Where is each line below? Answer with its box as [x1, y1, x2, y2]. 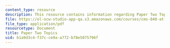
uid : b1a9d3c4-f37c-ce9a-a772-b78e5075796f [5, 35, 99, 40]
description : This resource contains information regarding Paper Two [5, 12, 157, 17]
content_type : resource [5, 7, 56, 12]
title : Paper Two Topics [5, 30, 58, 35]
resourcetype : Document [5, 26, 56, 31]
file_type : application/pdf [5, 21, 65, 26]
